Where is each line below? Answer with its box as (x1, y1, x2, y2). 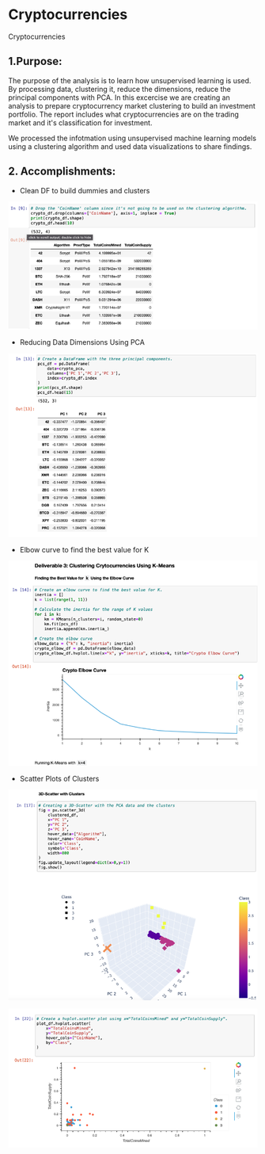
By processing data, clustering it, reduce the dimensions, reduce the (8, 84, 231, 94)
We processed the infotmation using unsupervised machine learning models (8, 133, 257, 143)
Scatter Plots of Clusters (19, 774, 100, 784)
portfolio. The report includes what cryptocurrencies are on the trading (8, 109, 240, 119)
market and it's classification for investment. (8, 117, 153, 128)
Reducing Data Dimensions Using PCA (19, 338, 145, 347)
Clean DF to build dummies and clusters (19, 185, 150, 195)
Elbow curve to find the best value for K (19, 545, 150, 555)
